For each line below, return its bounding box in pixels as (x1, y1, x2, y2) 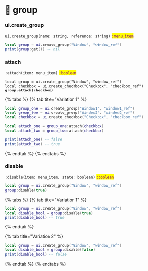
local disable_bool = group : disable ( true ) (5, 210, 93, 216)
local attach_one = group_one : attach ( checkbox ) (5, 124, 104, 129)
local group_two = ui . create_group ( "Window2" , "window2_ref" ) (5, 110, 135, 115)
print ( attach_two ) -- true (5, 141, 60, 146)
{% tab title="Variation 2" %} (5, 233, 64, 239)
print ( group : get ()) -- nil (5, 47, 60, 52)
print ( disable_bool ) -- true (5, 215, 65, 220)
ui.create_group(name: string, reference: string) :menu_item (5, 34, 134, 39)
